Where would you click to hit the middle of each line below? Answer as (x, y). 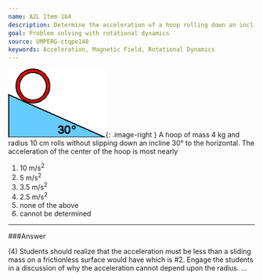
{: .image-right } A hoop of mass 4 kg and (173, 135)
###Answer (27, 236)
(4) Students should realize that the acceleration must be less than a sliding (130, 251)
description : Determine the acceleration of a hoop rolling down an (122, 25)
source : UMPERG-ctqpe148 (49, 42)
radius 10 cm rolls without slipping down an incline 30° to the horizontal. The (131, 143)
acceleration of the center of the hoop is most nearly (93, 151)
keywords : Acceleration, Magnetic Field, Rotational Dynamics (112, 50)
